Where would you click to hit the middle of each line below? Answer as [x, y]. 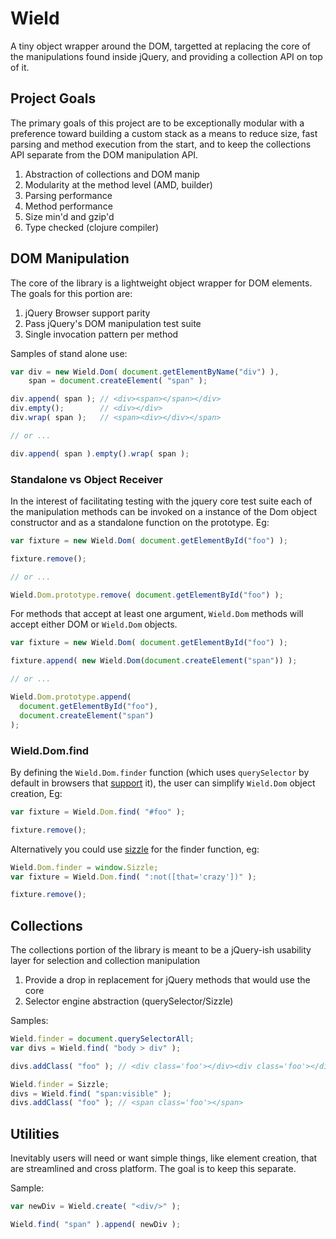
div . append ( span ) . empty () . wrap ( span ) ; [100, 453]
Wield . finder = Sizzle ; [60, 1084]
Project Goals [53, 98]
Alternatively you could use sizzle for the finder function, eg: [135, 849]
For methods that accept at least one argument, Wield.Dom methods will [157, 614]
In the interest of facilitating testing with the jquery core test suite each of [161, 501]
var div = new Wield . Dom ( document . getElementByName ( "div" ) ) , [145, 372]
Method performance [68, 206]
